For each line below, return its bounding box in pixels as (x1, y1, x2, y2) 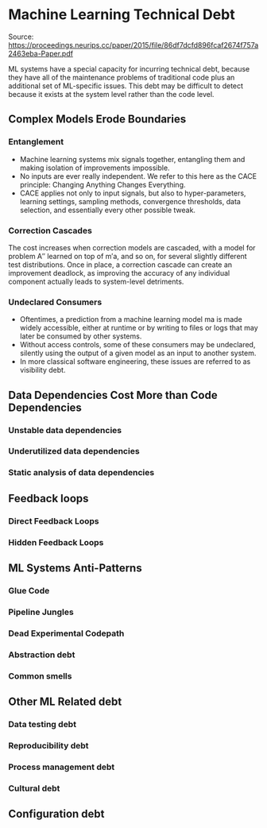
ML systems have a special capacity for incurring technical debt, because (8, 64, 250, 73)
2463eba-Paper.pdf (8, 48, 74, 58)
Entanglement (8, 137, 64, 148)
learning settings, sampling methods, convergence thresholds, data (19, 196, 241, 206)
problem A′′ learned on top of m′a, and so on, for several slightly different (8, 251, 248, 261)
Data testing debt (8, 718, 77, 729)
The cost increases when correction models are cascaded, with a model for (8, 242, 256, 252)
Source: (8, 32, 34, 41)
